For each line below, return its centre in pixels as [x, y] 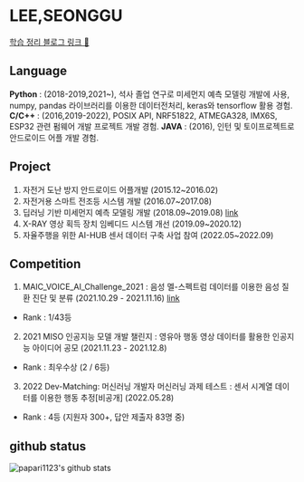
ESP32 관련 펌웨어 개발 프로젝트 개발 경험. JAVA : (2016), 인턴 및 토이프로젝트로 [152, 126]
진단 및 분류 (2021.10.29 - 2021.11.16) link [106, 298]
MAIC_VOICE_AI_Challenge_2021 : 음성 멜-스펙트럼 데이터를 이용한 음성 [151, 287]
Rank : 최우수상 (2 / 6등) [66, 367]
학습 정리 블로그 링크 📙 [49, 42]
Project [30, 167]
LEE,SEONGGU [66, 16]
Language [38, 71]
